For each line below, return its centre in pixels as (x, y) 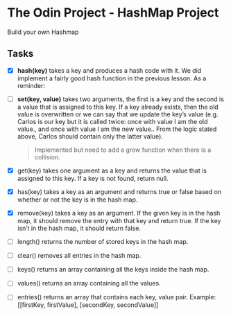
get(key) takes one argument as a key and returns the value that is (112, 170)
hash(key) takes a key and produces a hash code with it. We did (109, 70)
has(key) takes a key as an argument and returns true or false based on (119, 191)
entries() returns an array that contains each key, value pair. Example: (117, 297)
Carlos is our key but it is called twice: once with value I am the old (112, 121)
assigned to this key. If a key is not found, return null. (93, 178)
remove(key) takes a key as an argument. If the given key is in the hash (119, 213)
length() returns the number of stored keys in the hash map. (103, 242)
